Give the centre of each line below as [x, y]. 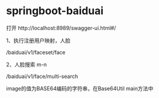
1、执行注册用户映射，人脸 [38, 40]
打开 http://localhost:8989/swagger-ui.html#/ [61, 28]
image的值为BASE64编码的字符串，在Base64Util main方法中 [80, 88]
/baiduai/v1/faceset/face [36, 52]
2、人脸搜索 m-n [27, 64]
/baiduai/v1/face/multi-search [42, 76]
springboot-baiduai [55, 11]
